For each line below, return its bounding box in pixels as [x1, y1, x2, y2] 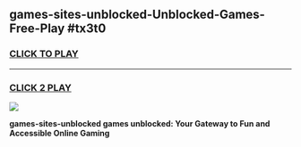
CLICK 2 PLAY [9, 81, 72, 94]
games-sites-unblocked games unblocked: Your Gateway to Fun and [9, 118, 271, 128]
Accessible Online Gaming [9, 127, 110, 138]
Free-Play [9, 21, 65, 37]
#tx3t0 [66, 21, 107, 37]
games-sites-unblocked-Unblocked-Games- [9, 7, 266, 22]
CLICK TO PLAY [9, 48, 79, 61]
